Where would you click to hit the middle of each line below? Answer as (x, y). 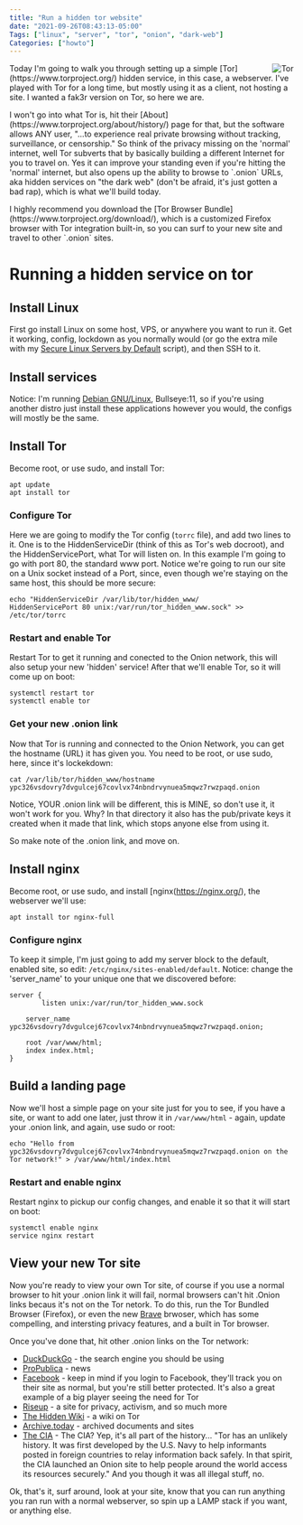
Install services (53, 377)
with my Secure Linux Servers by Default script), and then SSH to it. (135, 349)
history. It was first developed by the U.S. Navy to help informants (145, 1445)
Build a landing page (68, 1086)
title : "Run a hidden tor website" (76, 18)
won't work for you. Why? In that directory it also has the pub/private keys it (150, 813)
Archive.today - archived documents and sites (108, 1426)
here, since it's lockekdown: (61, 762)
